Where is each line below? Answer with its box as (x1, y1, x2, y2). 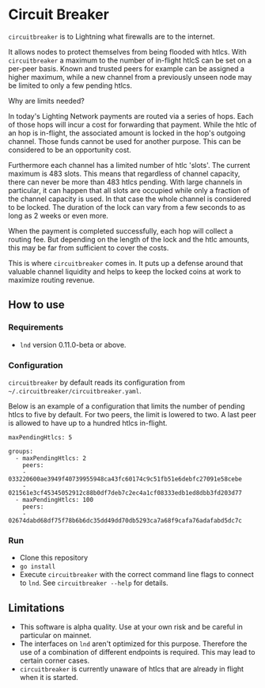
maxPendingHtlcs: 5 (8, 433, 73, 441)
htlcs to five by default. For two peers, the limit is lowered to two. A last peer (8, 409, 257, 419)
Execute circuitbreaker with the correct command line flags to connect (19, 570, 255, 580)
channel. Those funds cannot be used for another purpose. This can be (8, 136, 241, 146)
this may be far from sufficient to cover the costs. (8, 243, 169, 253)
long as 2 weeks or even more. (8, 211, 109, 220)
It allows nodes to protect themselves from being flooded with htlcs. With (8, 47, 247, 56)
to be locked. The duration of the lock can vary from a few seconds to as (8, 202, 246, 211)
